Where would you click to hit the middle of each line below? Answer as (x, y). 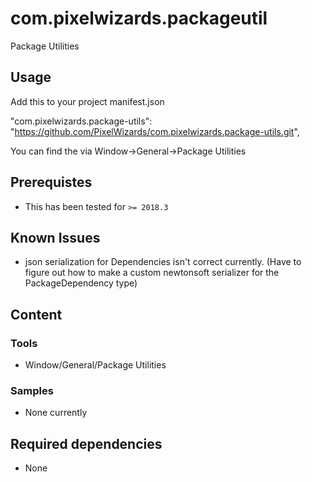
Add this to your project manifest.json (87, 101)
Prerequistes (51, 182)
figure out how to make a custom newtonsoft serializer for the (152, 273)
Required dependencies (86, 443)
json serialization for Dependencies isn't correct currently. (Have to (163, 262)
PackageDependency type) (81, 283)
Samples (32, 390)
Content (36, 314)
